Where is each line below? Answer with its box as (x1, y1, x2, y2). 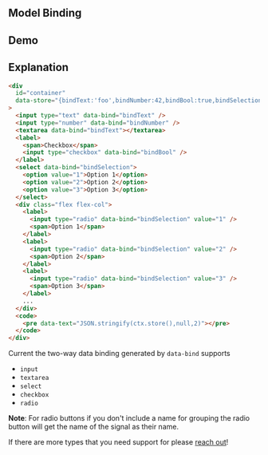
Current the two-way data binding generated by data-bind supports (8, 349, 231, 358)
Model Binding (8, 6, 82, 20)
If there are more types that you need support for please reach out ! (8, 437, 229, 447)
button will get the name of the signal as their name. (8, 422, 179, 432)
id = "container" (15, 89, 66, 97)
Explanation (8, 61, 69, 74)
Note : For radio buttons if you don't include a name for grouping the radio (8, 413, 250, 423)
